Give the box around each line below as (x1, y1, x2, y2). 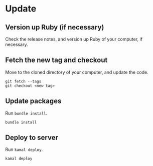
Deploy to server (5, 133, 59, 142)
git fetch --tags (5, 78, 42, 84)
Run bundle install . (5, 110, 48, 116)
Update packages (5, 97, 62, 105)
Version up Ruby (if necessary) (5, 23, 104, 31)
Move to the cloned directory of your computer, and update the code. (5, 69, 149, 75)
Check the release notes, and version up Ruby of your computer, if (5, 36, 143, 42)
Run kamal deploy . (5, 146, 43, 152)
